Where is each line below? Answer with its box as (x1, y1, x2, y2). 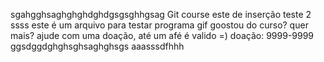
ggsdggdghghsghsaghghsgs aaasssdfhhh (10, 40, 185, 52)
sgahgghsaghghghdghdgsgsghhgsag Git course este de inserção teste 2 (10, 9, 312, 20)
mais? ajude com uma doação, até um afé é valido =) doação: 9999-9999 (10, 30, 315, 41)
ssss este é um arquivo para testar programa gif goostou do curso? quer (10, 19, 309, 31)
